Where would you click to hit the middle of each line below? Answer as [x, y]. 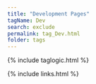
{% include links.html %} [43, 74]
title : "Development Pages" [49, 14]
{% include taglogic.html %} [48, 60]
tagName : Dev [26, 20]
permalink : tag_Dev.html [44, 34]
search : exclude [31, 27]
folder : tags [26, 40]
